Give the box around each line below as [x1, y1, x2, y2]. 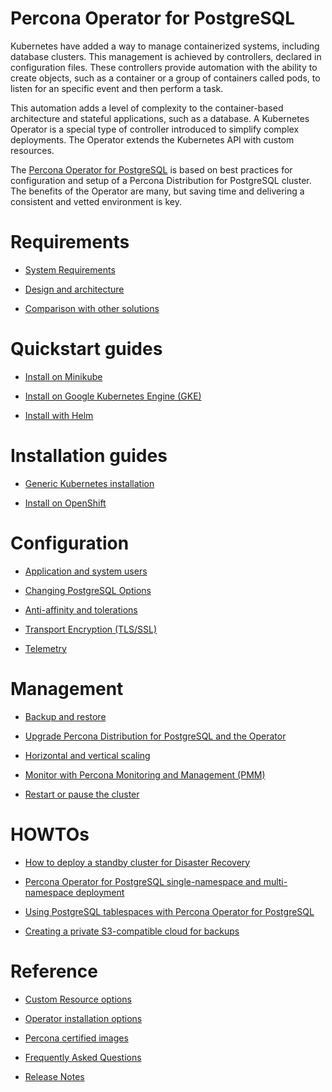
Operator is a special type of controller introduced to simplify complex [10, 123, 300, 135]
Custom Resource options [24, 993, 132, 1005]
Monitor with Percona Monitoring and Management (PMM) [24, 768, 266, 781]
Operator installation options [24, 1012, 143, 1024]
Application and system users [24, 565, 148, 577]
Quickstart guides [10, 338, 163, 361]
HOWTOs [10, 823, 90, 846]
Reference [10, 960, 98, 982]
